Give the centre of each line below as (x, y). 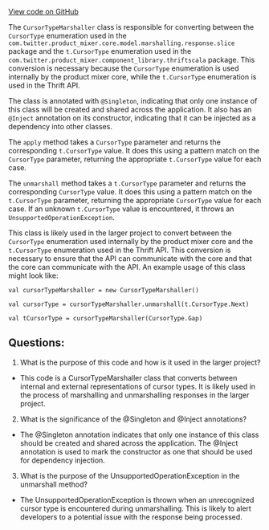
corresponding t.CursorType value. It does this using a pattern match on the (134, 151)
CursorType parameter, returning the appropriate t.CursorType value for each (135, 159)
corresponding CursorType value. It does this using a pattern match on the (130, 192)
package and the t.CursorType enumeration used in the (100, 51)
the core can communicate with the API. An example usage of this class (127, 267)
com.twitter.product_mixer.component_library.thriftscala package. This (132, 60)
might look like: (33, 275)
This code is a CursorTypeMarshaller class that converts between (128, 377)
